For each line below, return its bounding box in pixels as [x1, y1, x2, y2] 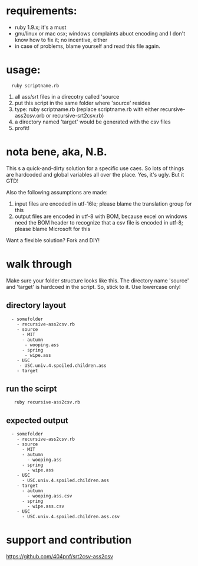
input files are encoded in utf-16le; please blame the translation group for [14, 200, 192, 207]
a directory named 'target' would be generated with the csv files [14, 118, 171, 125]
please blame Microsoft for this [14, 225, 91, 232]
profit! [14, 124, 29, 131]
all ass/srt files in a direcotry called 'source [14, 93, 120, 100]
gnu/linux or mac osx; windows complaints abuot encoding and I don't [14, 30, 186, 37]
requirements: [6, 4, 78, 18]
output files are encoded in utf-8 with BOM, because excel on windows [14, 213, 187, 220]
